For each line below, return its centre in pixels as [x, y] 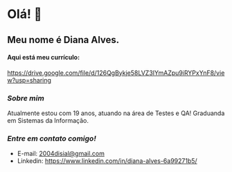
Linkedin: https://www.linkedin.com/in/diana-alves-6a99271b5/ [107, 161]
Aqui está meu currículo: [44, 58]
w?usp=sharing [29, 80]
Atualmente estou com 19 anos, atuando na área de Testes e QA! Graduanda [116, 113]
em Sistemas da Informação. [48, 121]
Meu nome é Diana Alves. [63, 40]
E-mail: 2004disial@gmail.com [61, 154]
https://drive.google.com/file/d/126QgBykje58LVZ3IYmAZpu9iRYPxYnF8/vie [116, 73]
